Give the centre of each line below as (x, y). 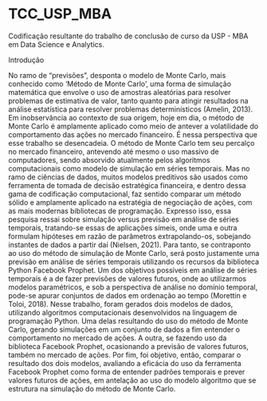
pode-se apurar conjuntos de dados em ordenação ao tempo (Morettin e (128, 295)
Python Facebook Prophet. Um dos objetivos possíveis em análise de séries (133, 270)
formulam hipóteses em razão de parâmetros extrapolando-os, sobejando (130, 236)
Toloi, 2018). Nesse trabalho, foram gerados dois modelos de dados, (121, 304)
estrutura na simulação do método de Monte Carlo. (92, 388)
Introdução (26, 60)
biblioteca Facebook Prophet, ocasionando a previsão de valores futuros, (128, 346)
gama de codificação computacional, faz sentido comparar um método (125, 194)
